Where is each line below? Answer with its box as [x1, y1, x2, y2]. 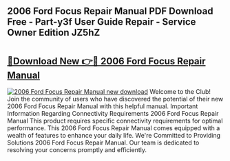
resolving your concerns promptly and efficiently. [7, 146, 147, 153]
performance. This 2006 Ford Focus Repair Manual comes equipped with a [7, 124, 220, 132]
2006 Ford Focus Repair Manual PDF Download [7, 5, 213, 17]
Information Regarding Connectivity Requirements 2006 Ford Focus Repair [7, 110, 219, 117]
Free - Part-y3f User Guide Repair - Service [7, 16, 196, 28]
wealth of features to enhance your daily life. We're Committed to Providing [7, 132, 221, 139]
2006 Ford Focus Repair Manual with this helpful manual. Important [7, 102, 198, 110]
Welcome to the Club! [149, 88, 211, 95]
